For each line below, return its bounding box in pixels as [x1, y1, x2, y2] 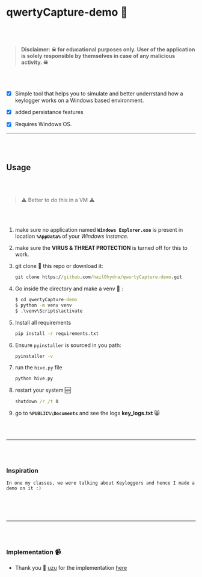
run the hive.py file [14, 364, 63, 371]
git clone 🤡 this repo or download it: [14, 263, 103, 270]
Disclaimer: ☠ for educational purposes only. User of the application [20, 45, 195, 53]
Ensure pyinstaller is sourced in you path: [14, 341, 121, 349]
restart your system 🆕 [14, 386, 71, 394]
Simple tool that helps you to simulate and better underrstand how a [14, 90, 183, 97]
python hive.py [14, 375, 54, 382]
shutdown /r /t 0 [14, 398, 59, 405]
